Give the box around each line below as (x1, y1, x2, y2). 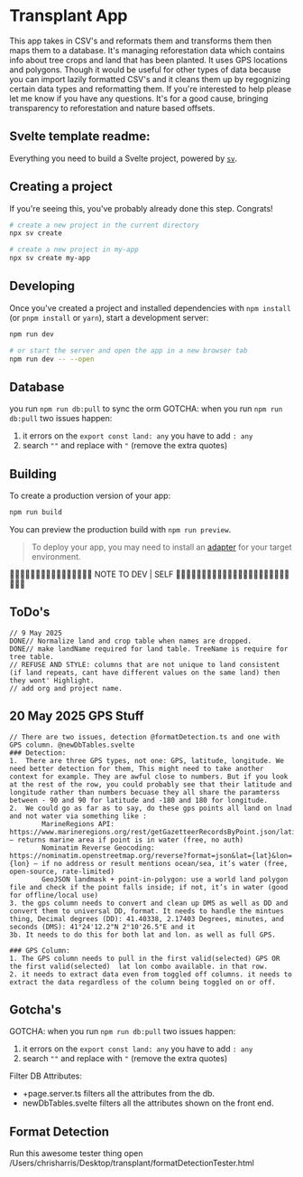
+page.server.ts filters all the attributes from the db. (22, 1088, 215, 1099)
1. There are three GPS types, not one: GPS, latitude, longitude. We (9, 756, 284, 765)
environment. (31, 551, 81, 561)
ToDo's (9, 605, 50, 620)
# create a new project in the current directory (9, 221, 200, 230)
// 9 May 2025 (9, 628, 63, 637)
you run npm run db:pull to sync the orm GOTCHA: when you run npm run (9, 403, 283, 414)
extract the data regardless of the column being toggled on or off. (9, 977, 277, 986)
